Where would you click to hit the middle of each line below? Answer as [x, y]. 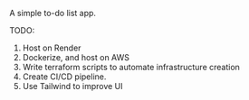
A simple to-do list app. [53, 13]
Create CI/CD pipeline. [64, 77]
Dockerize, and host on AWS [76, 57]
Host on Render [52, 48]
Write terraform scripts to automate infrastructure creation [131, 67]
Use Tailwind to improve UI [73, 86]
